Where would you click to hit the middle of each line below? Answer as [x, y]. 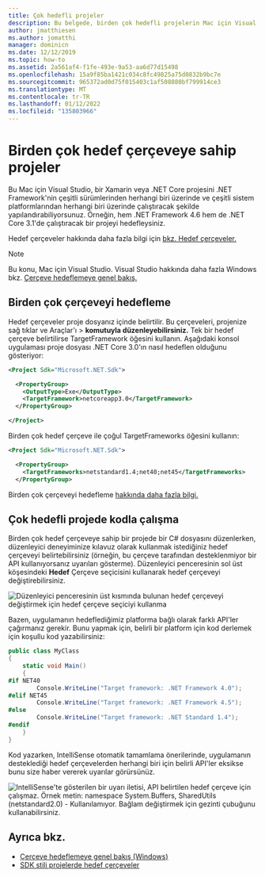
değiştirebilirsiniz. [37, 580]
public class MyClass [44, 651]
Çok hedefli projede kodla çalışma [94, 519]
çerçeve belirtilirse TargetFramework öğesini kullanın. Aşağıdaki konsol [124, 339]
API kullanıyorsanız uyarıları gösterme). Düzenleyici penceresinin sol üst [125, 564]
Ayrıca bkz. [37, 837]
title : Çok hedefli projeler [56, 15]
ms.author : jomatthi [42, 38]
